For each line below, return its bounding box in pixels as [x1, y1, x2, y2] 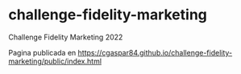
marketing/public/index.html [8, 56, 102, 66]
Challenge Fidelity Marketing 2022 [8, 32, 123, 42]
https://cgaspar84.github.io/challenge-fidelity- [77, 47, 233, 57]
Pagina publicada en [8, 47, 77, 57]
